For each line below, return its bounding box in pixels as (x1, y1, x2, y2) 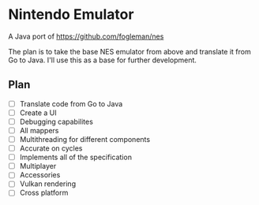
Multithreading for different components (19, 135, 151, 143)
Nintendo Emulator (8, 6, 134, 24)
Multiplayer (19, 162, 57, 171)
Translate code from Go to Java (19, 99, 123, 108)
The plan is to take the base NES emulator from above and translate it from (8, 47, 251, 56)
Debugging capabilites (19, 117, 93, 126)
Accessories (19, 170, 61, 180)
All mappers (19, 125, 59, 135)
